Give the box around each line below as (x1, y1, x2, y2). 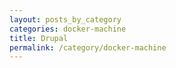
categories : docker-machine (9, 24, 127, 34)
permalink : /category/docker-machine (9, 42, 167, 53)
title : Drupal (9, 33, 69, 43)
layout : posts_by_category (9, 14, 122, 25)
